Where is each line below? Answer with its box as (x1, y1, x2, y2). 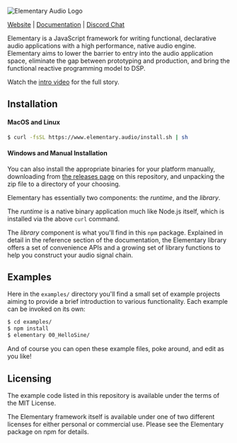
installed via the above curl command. (7, 214, 120, 223)
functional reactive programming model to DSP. (7, 64, 146, 72)
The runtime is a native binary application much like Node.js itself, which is (7, 207, 225, 215)
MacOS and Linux (7, 117, 60, 126)
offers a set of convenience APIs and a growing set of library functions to (7, 243, 221, 252)
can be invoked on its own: (7, 305, 86, 314)
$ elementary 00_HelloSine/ (7, 332, 91, 339)
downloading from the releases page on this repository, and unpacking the (7, 172, 225, 180)
